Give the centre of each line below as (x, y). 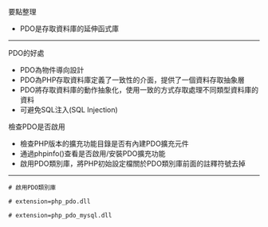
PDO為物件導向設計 (52, 70)
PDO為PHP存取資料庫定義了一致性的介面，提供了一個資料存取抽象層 (132, 80)
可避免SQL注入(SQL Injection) (69, 110)
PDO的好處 (26, 53)
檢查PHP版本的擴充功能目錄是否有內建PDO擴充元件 (104, 143)
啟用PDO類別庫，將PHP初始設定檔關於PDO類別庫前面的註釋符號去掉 (132, 163)
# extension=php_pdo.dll (49, 202)
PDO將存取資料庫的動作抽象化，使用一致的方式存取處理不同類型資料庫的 (139, 90)
